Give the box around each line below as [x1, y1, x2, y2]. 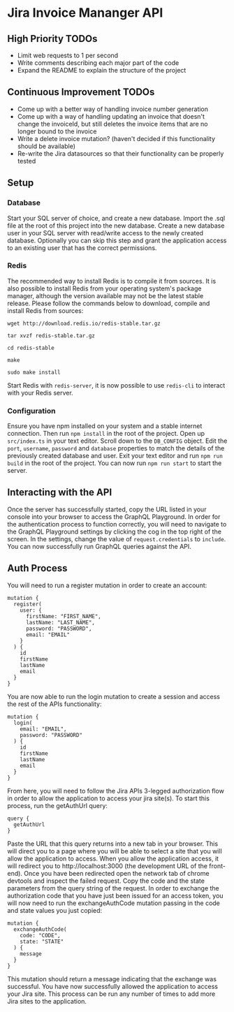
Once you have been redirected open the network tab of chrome [24, 869, 210, 877]
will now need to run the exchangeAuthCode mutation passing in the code [7, 899, 220, 907]
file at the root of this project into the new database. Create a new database [7, 221, 225, 230]
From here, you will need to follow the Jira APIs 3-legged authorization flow [7, 786, 225, 795]
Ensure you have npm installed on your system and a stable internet [7, 422, 203, 430]
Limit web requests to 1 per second [17, 51, 119, 59]
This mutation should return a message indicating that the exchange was [7, 974, 217, 983]
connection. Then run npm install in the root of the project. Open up [7, 430, 205, 438]
